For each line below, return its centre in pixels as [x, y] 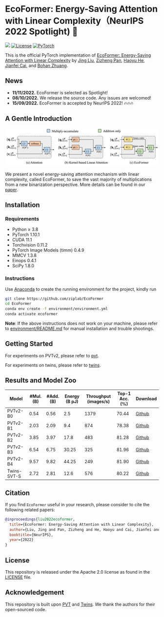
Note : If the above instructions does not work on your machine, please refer [81, 324]
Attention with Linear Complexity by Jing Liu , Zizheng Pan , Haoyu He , [75, 60]
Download [146, 399]
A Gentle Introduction [39, 119]
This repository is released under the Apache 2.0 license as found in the [78, 572]
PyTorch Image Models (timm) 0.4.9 [48, 250]
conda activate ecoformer [31, 314]
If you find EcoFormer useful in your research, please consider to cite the [77, 504]
